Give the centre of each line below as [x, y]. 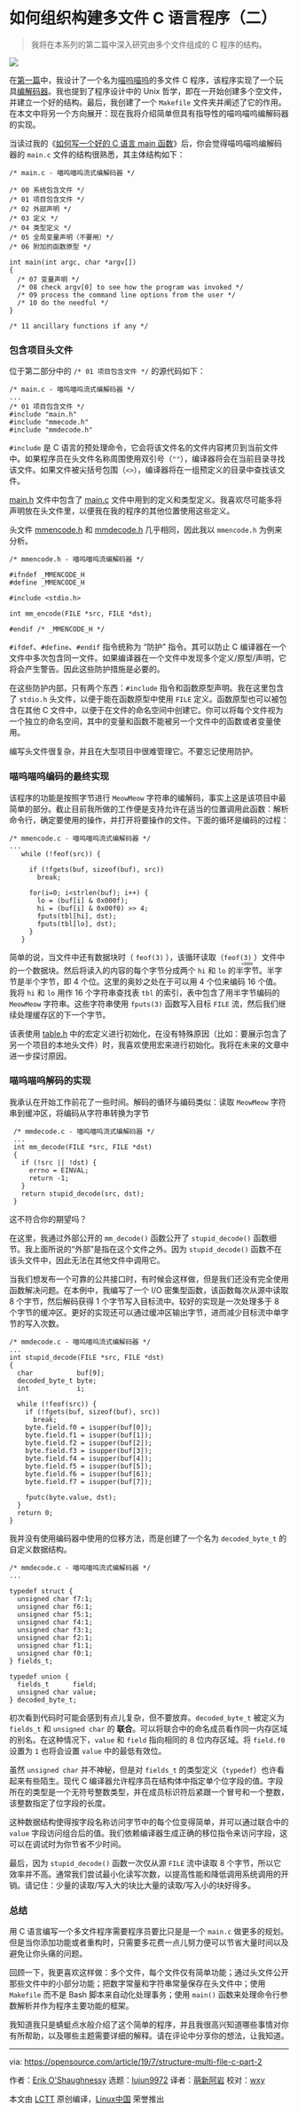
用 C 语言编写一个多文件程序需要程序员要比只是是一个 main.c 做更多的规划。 [149, 1932]
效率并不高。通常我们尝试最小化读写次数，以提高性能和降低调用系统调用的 [145, 1874]
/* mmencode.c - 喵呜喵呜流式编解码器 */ [80, 838]
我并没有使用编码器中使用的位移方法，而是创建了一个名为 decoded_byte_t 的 [148, 1538]
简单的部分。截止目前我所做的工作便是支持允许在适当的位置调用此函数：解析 [149, 808]
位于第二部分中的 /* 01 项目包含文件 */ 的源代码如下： [107, 371]
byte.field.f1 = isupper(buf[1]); [89, 1435]
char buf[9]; [61, 1373]
